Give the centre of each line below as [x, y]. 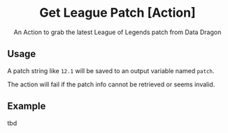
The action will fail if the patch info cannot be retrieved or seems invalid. [111, 84]
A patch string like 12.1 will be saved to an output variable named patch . [111, 70]
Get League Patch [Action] [117, 13]
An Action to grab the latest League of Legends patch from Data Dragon [117, 32]
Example [27, 106]
